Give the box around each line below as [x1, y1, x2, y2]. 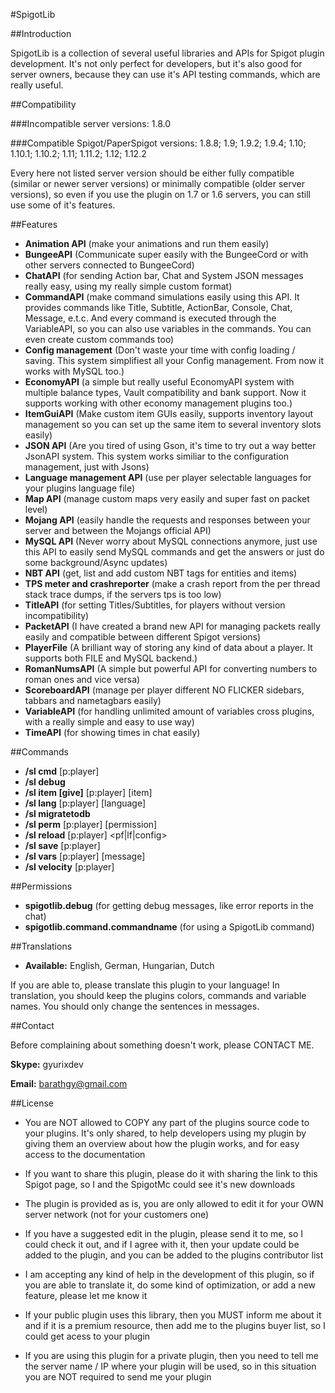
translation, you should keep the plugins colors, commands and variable [10, 990, 307, 1001]
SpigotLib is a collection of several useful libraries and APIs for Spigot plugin [10, 47, 325, 59]
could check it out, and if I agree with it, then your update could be [24, 1239, 300, 1250]
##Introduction [10, 28, 72, 39]
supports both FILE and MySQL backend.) [24, 652, 198, 664]
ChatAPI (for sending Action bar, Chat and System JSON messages [24, 270, 304, 281]
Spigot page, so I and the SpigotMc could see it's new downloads [24, 1179, 296, 1190]
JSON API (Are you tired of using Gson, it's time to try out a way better [24, 440, 317, 451]
